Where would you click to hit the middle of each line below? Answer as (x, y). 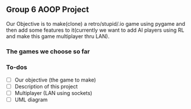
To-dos (17, 67)
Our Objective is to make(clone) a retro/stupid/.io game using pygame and (96, 23)
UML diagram (31, 100)
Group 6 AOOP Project (48, 10)
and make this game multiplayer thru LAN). (58, 36)
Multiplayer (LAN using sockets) (53, 93)
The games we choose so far (48, 51)
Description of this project (46, 87)
